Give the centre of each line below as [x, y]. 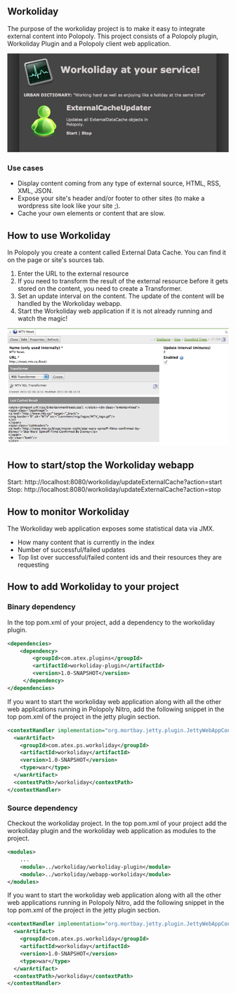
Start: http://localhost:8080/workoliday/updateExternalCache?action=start [115, 482]
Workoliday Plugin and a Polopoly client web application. [89, 43]
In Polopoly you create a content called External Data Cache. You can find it [117, 252]
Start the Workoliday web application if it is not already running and [115, 311]
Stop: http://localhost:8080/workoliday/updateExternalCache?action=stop [114, 490]
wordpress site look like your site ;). [69, 206]
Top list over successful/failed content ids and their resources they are [120, 557]
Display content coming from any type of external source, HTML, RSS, [119, 183]
